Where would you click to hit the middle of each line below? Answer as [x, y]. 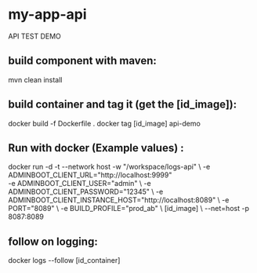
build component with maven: [82, 61]
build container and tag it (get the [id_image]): [123, 105]
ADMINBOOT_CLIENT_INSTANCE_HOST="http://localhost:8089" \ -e [119, 200]
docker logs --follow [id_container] [64, 260]
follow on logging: [53, 241]
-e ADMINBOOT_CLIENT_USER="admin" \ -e [80, 184]
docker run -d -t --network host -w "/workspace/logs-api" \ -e [109, 167]
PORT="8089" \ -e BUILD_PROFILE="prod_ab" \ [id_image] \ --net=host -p [128, 209]
